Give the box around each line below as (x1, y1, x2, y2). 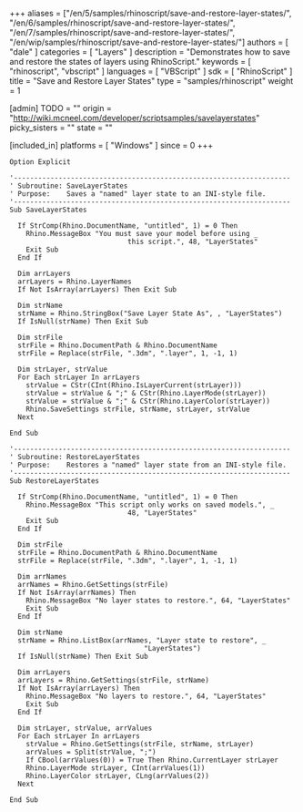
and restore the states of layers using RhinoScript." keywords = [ (9, 57, 252, 67)
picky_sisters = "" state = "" (9, 122, 114, 133)
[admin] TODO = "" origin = (9, 103, 112, 113)
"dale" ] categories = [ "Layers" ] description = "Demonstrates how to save (9, 46, 291, 57)
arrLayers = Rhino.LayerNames (17, 277, 132, 286)
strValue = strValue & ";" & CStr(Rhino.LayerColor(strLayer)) (25, 396, 271, 406)
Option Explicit (9, 158, 71, 167)
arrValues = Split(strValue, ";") (25, 747, 157, 756)
